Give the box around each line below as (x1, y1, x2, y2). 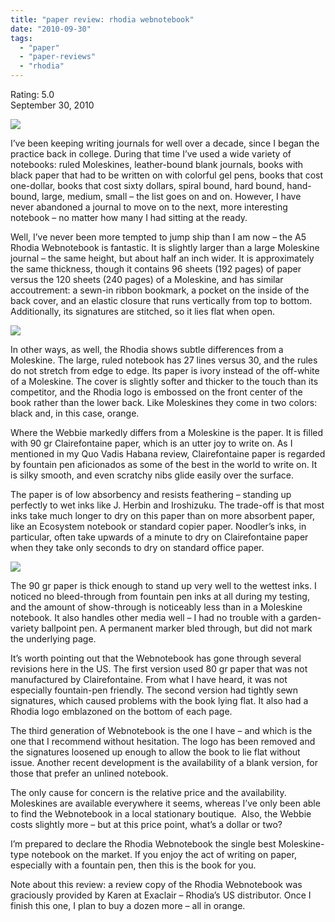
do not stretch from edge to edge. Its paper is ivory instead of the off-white (10, 365, 320, 376)
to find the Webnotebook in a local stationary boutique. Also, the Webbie (10, 808, 312, 820)
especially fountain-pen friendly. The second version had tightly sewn (10, 684, 299, 696)
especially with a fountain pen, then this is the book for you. (10, 859, 257, 871)
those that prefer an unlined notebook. (10, 767, 169, 779)
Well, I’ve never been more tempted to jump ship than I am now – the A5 (10, 231, 307, 243)
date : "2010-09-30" (10, 24, 92, 34)
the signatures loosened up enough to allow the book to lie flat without (10, 746, 301, 758)
